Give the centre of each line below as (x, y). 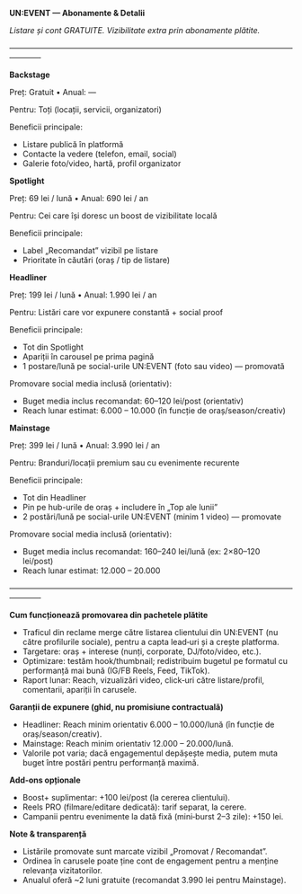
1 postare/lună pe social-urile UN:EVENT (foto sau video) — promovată (153, 366)
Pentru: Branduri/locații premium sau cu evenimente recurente (124, 463)
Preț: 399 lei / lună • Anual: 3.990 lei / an (84, 445)
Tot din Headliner (54, 497)
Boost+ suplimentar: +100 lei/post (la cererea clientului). (126, 797)
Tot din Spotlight (53, 347)
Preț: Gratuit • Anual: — (53, 92)
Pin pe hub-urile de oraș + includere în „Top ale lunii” (120, 507)
